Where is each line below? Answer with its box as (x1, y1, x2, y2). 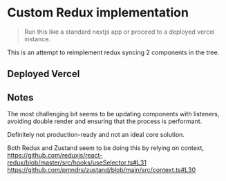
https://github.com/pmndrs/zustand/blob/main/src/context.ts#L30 (7, 166, 196, 174)
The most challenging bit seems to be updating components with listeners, (7, 110, 220, 118)
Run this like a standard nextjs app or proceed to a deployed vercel (23, 28, 215, 36)
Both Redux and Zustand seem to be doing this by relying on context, (7, 144, 205, 152)
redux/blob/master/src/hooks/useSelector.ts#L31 (7, 158, 147, 167)
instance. (23, 34, 50, 43)
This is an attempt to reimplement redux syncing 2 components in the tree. (7, 48, 220, 56)
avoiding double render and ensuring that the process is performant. (7, 117, 203, 125)
